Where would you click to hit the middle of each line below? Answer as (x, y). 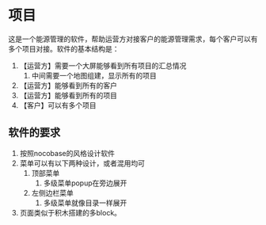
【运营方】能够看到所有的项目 (68, 95)
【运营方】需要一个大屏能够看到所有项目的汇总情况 (103, 65)
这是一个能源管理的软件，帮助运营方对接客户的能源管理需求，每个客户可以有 (133, 39)
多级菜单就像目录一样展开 (85, 203)
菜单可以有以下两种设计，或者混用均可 (82, 163)
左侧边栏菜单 (52, 193)
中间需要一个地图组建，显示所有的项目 (94, 75)
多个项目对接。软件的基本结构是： (64, 48)
